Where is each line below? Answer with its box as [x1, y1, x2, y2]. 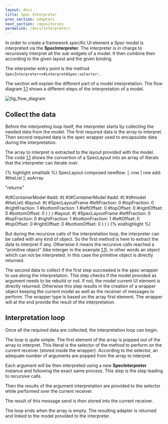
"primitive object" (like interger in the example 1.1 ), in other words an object [5, 246, 160, 252]
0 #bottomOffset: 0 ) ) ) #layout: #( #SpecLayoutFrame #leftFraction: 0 [5, 210, 151, 216]
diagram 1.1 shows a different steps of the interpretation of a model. [5, 86, 144, 92]
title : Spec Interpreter [5, 12, 57, 17]
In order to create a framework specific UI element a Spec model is [5, 40, 144, 46]
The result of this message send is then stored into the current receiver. [5, 397, 153, 404]
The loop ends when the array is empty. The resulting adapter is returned [5, 407, 156, 413]
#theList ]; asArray [5, 175, 44, 181]
